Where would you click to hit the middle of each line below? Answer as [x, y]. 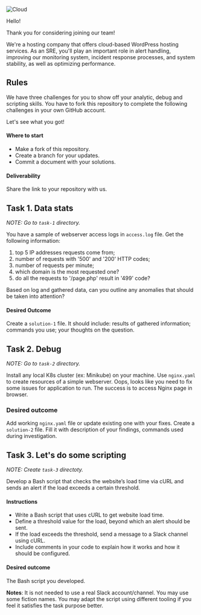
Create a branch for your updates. [57, 156]
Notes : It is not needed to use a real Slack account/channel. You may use [97, 593]
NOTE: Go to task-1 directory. [43, 223]
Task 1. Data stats [40, 208]
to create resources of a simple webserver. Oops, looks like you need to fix [99, 382]
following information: [33, 241]
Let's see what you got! [35, 121]
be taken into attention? [36, 297]
